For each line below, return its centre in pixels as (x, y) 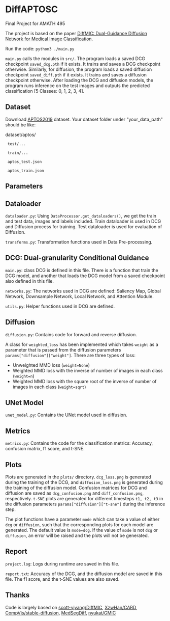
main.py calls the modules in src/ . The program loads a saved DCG (75, 58)
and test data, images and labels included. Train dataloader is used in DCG (83, 221)
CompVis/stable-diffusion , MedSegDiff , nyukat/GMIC (61, 613)
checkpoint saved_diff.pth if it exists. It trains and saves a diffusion (76, 74)
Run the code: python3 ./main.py (40, 48)
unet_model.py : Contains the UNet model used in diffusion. (66, 415)
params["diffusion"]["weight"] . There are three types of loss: (71, 355)
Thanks (18, 595)
